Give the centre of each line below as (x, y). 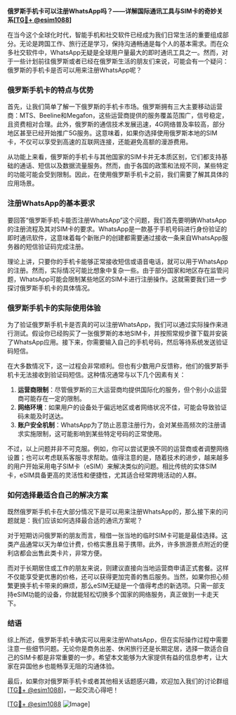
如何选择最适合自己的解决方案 (58, 495)
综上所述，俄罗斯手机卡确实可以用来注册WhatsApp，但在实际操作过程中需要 (118, 640)
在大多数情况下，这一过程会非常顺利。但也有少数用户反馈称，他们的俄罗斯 (115, 366)
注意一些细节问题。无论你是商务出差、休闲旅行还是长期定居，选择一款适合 (115, 649)
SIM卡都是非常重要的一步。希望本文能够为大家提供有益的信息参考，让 (120, 657)
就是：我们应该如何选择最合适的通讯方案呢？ (78, 521)
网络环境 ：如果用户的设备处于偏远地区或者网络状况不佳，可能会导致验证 (122, 407)
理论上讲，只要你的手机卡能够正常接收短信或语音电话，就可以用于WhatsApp (118, 261)
